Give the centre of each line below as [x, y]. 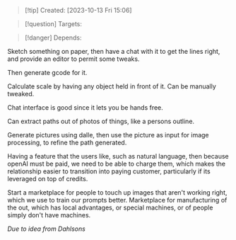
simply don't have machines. [49, 215]
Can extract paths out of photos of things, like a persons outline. [101, 121]
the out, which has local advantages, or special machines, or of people [110, 207]
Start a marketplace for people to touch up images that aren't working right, [117, 193]
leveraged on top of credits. [48, 179]
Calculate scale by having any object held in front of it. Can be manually [112, 86]
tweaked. [21, 94]
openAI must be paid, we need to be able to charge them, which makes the [117, 164]
